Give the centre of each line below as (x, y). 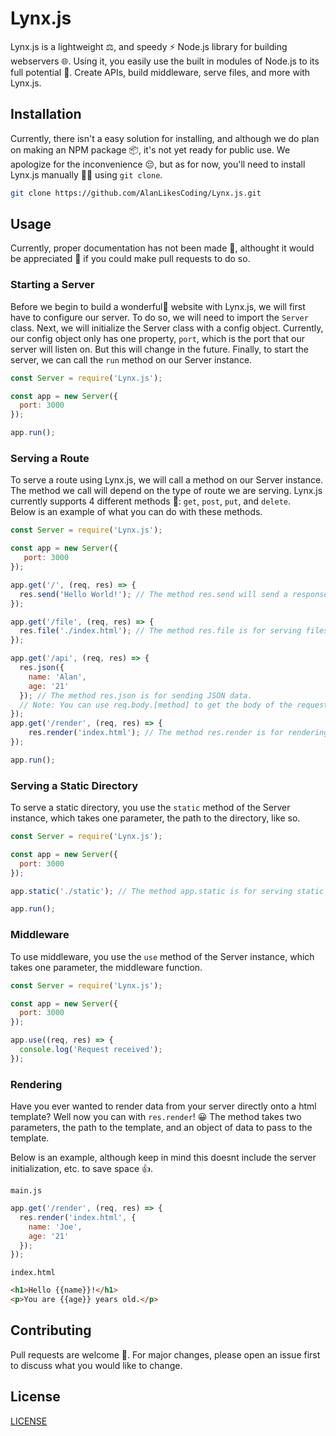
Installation (46, 114)
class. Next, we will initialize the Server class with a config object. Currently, (167, 328)
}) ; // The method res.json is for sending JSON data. (136, 695)
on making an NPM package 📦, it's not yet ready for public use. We (150, 149)
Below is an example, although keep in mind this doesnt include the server (163, 1158)
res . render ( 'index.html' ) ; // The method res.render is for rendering (178, 733)
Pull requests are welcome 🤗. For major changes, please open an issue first (165, 1354)
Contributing (51, 1330)
